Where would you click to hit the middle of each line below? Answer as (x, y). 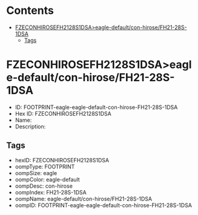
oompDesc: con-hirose (44, 186)
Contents (30, 11)
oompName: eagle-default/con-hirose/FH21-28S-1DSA (84, 199)
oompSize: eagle (36, 173)
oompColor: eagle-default (47, 179)
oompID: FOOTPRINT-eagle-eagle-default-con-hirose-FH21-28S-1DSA (104, 205)
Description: (30, 126)
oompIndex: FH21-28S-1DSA (51, 192)
